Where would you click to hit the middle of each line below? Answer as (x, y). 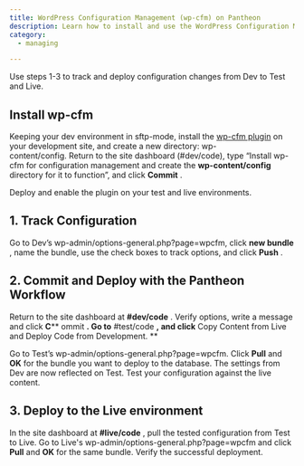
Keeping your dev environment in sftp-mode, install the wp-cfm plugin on (146, 137)
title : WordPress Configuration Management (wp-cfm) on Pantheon (135, 18)
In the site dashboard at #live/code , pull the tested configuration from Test (150, 433)
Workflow (38, 295)
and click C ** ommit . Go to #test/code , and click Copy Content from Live (148, 326)
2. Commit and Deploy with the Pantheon (127, 281)
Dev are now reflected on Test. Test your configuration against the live (140, 373)
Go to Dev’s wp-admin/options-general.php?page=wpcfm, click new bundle (152, 243)
